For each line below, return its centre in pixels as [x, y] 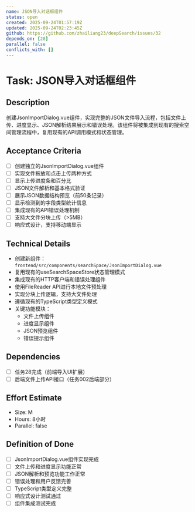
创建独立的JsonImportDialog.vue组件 [59, 166]
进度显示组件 [39, 323]
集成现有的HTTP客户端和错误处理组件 [60, 279]
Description [28, 102]
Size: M [24, 412]
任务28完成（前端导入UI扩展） [51, 372]
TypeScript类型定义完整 [43, 489]
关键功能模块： [32, 308]
